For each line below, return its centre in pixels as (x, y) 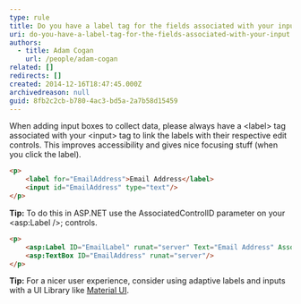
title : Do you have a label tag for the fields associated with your (142, 26)
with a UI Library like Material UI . (69, 291)
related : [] (31, 68)
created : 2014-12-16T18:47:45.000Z (76, 84)
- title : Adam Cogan (56, 51)
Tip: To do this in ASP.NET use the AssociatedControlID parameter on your (147, 213)
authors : (26, 42)
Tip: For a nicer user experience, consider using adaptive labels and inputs (147, 281)
